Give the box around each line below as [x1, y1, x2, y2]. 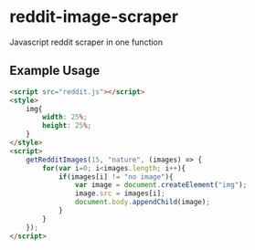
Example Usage [9, 63, 101, 78]
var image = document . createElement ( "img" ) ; [74, 181, 248, 190]
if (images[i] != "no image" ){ [58, 172, 174, 182]
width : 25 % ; [42, 112, 89, 122]
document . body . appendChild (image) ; [74, 198, 210, 207]
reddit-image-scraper [9, 6, 179, 27]
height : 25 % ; [42, 121, 92, 130]
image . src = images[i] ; [74, 189, 166, 198]
